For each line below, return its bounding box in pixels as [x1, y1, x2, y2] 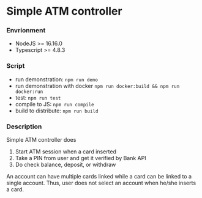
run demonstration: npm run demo [15, 75, 98, 83]
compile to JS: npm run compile [15, 100, 95, 108]
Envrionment [6, 26, 46, 35]
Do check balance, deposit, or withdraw [15, 161, 116, 169]
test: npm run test [15, 94, 61, 101]
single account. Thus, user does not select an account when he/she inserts [6, 179, 196, 187]
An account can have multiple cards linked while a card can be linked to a [6, 173, 192, 180]
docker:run [15, 89, 43, 95]
